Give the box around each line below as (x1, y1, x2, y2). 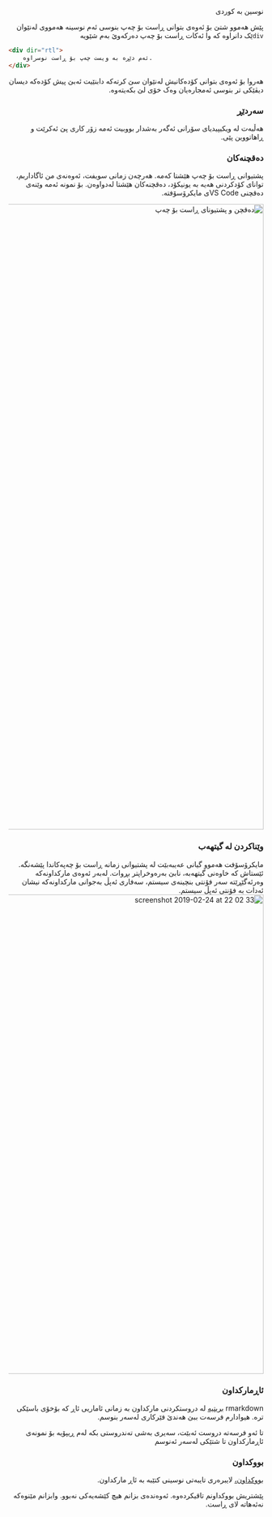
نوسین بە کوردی (215, 6, 264, 15)
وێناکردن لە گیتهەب (198, 841, 264, 852)
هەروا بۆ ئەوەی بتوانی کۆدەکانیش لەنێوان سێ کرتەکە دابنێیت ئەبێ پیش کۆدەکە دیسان (8, 75, 264, 86)
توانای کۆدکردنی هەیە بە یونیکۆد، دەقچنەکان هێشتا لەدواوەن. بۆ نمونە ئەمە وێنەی (25, 179, 264, 189)
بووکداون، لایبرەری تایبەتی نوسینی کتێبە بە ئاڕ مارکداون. (96, 1475, 264, 1485)
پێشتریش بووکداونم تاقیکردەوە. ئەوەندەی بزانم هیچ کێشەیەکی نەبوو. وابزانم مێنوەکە (13, 1491, 264, 1501)
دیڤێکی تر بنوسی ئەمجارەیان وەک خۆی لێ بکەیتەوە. (108, 84, 264, 94)
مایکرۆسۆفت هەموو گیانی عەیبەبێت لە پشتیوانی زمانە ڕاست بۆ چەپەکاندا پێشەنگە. (18, 859, 264, 869)
